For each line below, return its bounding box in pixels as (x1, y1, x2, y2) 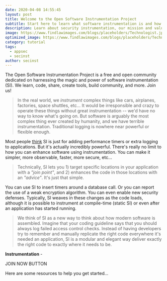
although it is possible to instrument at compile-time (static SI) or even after (5, 200, 160, 206)
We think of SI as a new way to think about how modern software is (17, 215, 156, 221)
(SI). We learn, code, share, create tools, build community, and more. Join (5, 83, 156, 89)
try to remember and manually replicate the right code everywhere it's (17, 231, 162, 237)
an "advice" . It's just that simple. (17, 175, 84, 181)
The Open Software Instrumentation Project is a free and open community (5, 72, 157, 78)
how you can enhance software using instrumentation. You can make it (5, 149, 151, 155)
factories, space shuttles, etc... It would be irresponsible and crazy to (17, 102, 160, 108)
